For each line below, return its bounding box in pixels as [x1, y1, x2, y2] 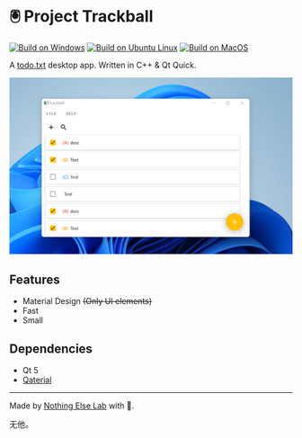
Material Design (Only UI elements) [22, 296, 153, 307]
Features [9, 272, 60, 287]
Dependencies [9, 341, 93, 356]
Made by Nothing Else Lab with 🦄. [9, 400, 135, 411]
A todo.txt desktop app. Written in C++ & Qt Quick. [9, 59, 197, 70]
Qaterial [22, 374, 52, 386]
